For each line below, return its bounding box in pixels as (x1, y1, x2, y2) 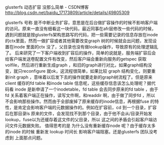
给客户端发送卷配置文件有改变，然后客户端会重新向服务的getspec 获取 (5, 56, 147, 62)
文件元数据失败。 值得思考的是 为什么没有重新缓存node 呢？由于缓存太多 (9, 123, 156, 129)
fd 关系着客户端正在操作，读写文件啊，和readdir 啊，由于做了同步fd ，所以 (5, 93, 155, 98)
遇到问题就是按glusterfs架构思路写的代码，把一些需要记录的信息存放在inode (5, 32, 158, 37)
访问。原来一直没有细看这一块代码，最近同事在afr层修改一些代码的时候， (9, 26, 156, 32)
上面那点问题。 (14, 135, 45, 141)
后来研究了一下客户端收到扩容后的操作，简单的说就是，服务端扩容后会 (14, 50, 156, 56)
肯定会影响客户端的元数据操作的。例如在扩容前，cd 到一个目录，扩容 (18, 105, 157, 110)
